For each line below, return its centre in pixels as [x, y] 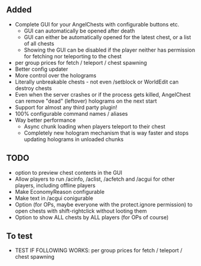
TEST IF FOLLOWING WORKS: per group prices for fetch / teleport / [99, 250]
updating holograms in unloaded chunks [74, 139]
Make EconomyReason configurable [60, 192]
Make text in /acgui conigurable [54, 198]
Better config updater [41, 69]
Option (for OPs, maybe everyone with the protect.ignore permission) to [104, 204]
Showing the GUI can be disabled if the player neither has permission [109, 50]
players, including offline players [55, 185]
